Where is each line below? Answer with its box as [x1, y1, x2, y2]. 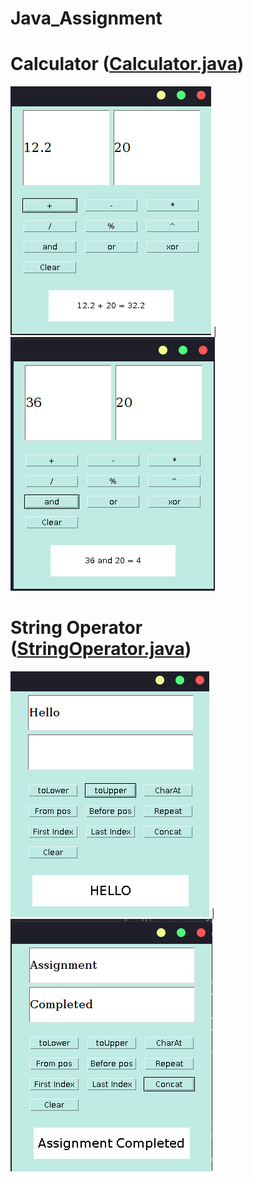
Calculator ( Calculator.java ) [10, 53, 245, 76]
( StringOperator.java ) [10, 638, 192, 661]
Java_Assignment [10, 7, 163, 30]
